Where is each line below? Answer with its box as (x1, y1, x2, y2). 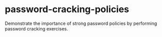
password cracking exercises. (5, 25, 68, 31)
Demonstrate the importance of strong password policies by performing (5, 20, 157, 26)
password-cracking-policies (5, 4, 130, 15)
